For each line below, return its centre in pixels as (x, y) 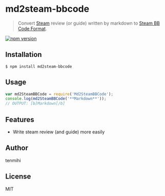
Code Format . (32, 28)
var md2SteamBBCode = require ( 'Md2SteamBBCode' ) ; (59, 94)
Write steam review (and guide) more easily (59, 132)
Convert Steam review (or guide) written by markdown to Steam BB (89, 23)
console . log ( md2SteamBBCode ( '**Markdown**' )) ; (56, 99)
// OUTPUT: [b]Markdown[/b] (35, 104)
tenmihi (13, 160)
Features (20, 119)
